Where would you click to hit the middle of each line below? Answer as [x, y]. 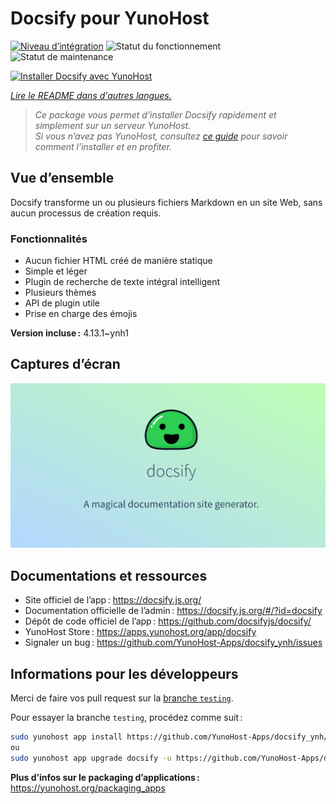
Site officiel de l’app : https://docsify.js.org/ [113, 600]
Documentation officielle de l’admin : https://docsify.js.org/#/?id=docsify [173, 611]
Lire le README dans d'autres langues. [91, 95]
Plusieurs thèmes [60, 293]
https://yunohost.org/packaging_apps [88, 788]
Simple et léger [56, 271]
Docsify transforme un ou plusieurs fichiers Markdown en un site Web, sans [166, 202]
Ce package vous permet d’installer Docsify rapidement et [155, 114]
